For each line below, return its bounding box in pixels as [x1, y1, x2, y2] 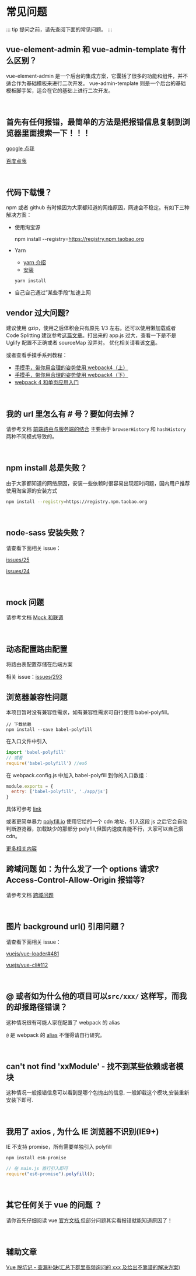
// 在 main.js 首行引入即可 [6, 1166, 68, 1172]
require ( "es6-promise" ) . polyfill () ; [6, 1171, 95, 1177]
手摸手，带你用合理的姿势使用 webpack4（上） [14, 364, 128, 371]
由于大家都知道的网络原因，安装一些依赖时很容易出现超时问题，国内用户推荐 [6, 479, 190, 486]
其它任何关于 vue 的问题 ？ [6, 1200, 103, 1210]
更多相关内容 [6, 845, 37, 852]
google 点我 [6, 145, 35, 152]
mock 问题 [6, 597, 44, 607]
